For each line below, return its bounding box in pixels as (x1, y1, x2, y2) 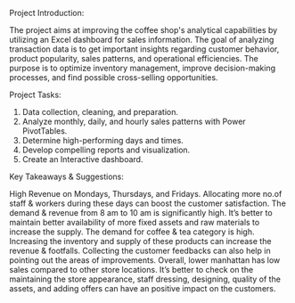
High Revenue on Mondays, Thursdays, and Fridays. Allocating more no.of (9, 189, 283, 199)
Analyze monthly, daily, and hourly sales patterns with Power (21, 116, 247, 127)
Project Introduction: (9, 8, 85, 18)
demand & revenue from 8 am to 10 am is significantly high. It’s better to (9, 208, 274, 217)
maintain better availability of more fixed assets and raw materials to (9, 217, 260, 227)
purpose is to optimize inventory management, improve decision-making (9, 62, 276, 73)
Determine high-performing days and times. (21, 135, 184, 145)
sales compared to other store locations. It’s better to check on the (9, 265, 254, 274)
